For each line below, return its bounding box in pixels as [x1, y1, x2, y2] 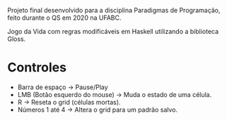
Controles [7, 59, 67, 76]
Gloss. [7, 35, 26, 43]
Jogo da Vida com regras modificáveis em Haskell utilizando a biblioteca [7, 28, 219, 35]
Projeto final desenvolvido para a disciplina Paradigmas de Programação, [7, 6, 221, 14]
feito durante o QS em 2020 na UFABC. [7, 13, 122, 22]
